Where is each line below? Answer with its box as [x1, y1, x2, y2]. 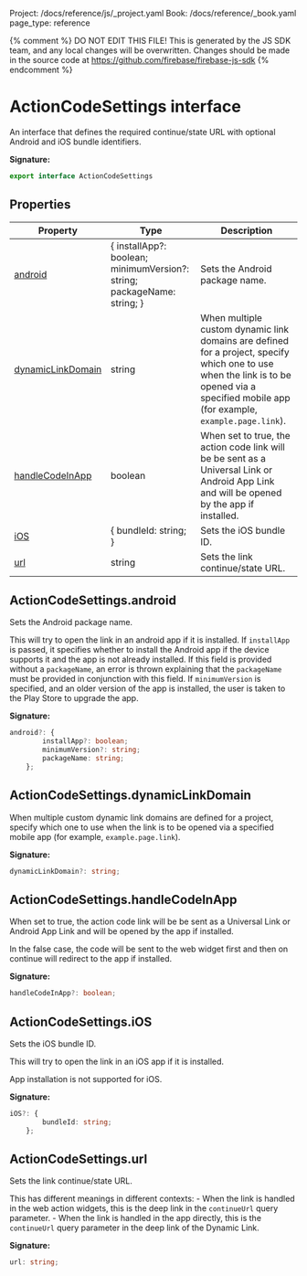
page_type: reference [9, 17, 90, 28]
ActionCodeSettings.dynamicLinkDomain [9, 788, 251, 803]
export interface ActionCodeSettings [9, 171, 153, 181]
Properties [9, 197, 71, 213]
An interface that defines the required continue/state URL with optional [9, 126, 276, 137]
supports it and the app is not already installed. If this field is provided [9, 654, 272, 665]
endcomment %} [9, 64, 73, 75]
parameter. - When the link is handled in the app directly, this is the [9, 1213, 262, 1224]
